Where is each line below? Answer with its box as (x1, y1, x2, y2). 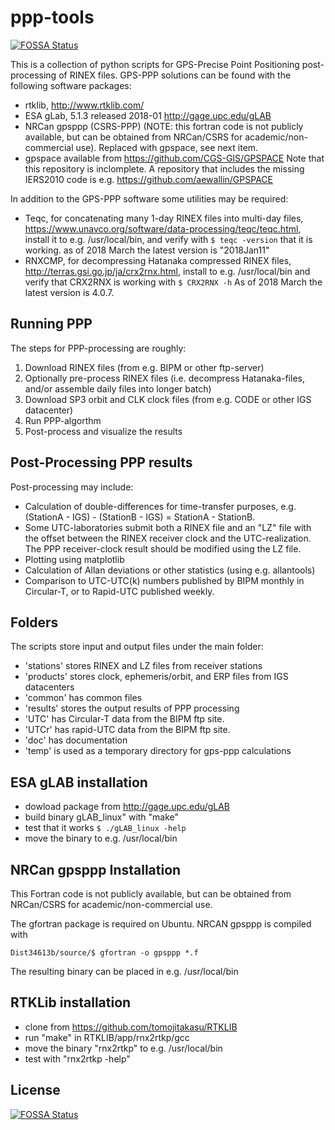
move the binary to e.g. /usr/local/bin (24, 832, 178, 845)
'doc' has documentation (24, 734, 128, 746)
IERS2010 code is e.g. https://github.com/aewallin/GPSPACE (24, 173, 273, 185)
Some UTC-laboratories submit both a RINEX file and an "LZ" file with (24, 521, 312, 533)
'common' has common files (24, 692, 143, 704)
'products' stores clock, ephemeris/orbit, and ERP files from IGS (24, 671, 289, 683)
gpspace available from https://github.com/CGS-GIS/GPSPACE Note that (24, 152, 325, 164)
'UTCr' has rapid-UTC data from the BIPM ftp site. (24, 724, 231, 736)
